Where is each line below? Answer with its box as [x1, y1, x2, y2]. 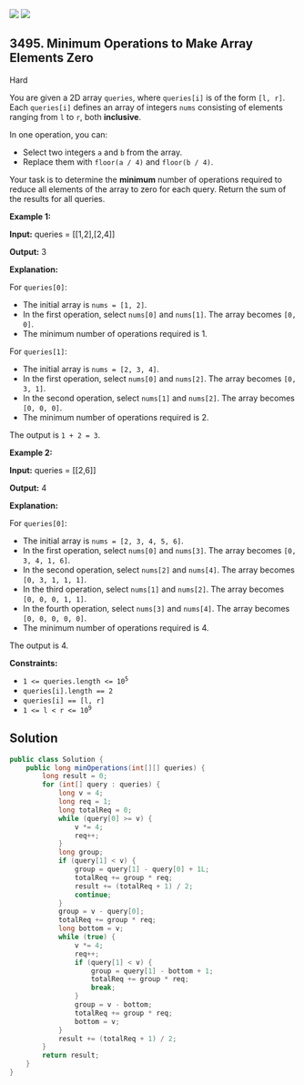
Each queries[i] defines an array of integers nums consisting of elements [9, 101, 284, 113]
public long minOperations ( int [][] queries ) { [25, 763, 206, 773]
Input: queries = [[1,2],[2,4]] [9, 228, 116, 239]
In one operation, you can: [9, 128, 108, 140]
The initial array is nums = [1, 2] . [22, 299, 147, 309]
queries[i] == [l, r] [22, 696, 105, 705]
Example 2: [9, 447, 53, 458]
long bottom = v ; [57, 924, 125, 933]
